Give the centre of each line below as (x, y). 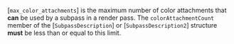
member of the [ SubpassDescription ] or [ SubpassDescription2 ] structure (112, 25)
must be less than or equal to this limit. (64, 33)
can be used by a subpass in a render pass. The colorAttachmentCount (111, 18)
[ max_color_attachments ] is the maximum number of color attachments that (117, 10)
